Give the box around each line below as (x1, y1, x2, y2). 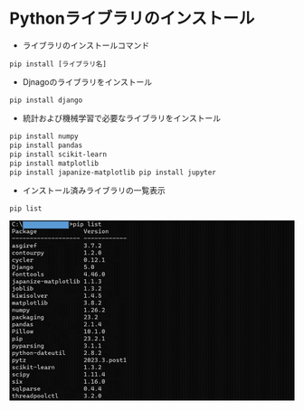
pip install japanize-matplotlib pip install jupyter (9, 168, 217, 177)
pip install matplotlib (9, 159, 100, 168)
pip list (9, 204, 43, 213)
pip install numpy (9, 132, 79, 141)
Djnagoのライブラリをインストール (22, 76, 153, 87)
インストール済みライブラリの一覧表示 (22, 184, 166, 195)
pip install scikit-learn (9, 150, 107, 159)
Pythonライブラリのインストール (9, 8, 255, 29)
